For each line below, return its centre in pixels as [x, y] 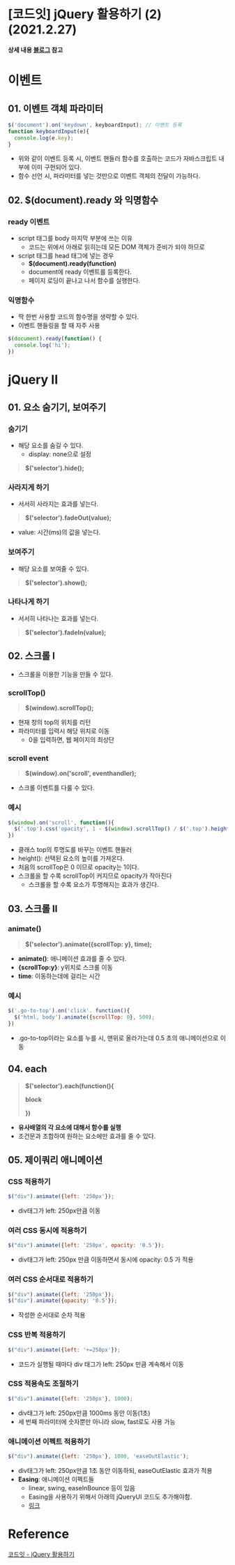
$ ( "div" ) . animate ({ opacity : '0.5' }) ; [63, 1301]
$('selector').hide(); [54, 467]
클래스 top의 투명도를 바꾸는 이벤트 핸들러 [75, 850]
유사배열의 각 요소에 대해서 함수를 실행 [69, 1127]
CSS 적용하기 [29, 1181]
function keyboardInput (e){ [49, 131]
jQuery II [33, 380]
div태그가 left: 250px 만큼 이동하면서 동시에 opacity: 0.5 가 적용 [106, 1259]
